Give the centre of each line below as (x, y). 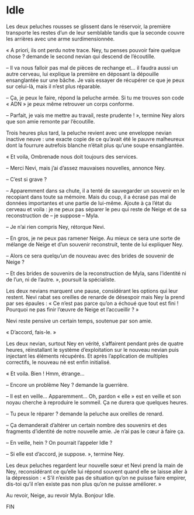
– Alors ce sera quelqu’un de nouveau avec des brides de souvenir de (90, 256)
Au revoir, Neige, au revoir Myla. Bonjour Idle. (60, 495)
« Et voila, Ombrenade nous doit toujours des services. (72, 156)
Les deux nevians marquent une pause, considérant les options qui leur (92, 291)
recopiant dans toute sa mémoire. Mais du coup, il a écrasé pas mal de (91, 197)
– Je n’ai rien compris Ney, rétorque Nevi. (56, 226)
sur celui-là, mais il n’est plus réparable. (54, 86)
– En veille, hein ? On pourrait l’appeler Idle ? (59, 442)
